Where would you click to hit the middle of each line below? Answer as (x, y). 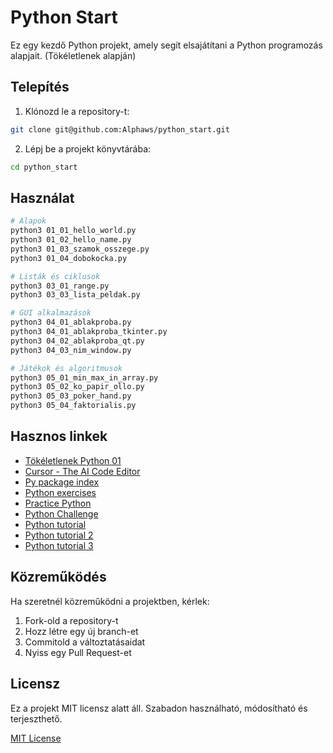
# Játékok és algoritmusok (66, 368)
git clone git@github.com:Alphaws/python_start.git (120, 129)
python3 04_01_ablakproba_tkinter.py (89, 332)
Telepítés (40, 87)
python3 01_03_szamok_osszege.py (80, 249)
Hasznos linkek (59, 436)
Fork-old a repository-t (71, 620)
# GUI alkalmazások (51, 313)
